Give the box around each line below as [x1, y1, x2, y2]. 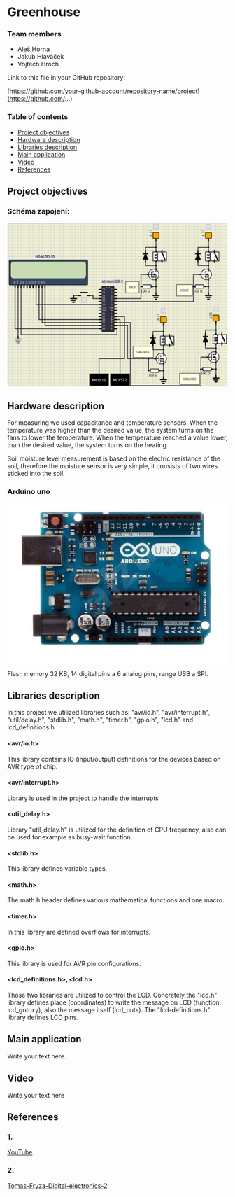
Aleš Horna [17, 45, 50, 53]
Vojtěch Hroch [17, 60, 59, 69]
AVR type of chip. [7, 762, 58, 771]
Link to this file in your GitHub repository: [7, 73, 126, 82]
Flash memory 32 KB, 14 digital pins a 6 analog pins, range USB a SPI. [7, 669, 208, 678]
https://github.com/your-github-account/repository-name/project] [9, 87, 200, 95]
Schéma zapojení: [7, 206, 70, 216]
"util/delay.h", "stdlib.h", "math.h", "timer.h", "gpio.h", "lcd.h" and [7, 715, 194, 724]
